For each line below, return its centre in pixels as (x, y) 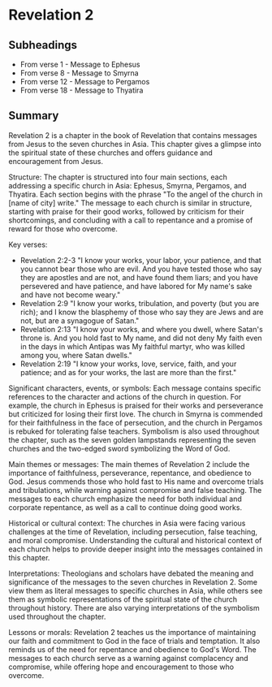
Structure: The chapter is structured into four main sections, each (118, 177)
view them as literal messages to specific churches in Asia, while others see (136, 590)
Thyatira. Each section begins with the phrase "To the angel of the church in (136, 194)
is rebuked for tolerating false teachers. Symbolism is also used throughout (134, 431)
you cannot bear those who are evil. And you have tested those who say (141, 269)
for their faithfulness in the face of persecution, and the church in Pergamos (136, 422)
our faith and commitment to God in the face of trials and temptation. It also (134, 641)
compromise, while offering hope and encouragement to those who (121, 667)
